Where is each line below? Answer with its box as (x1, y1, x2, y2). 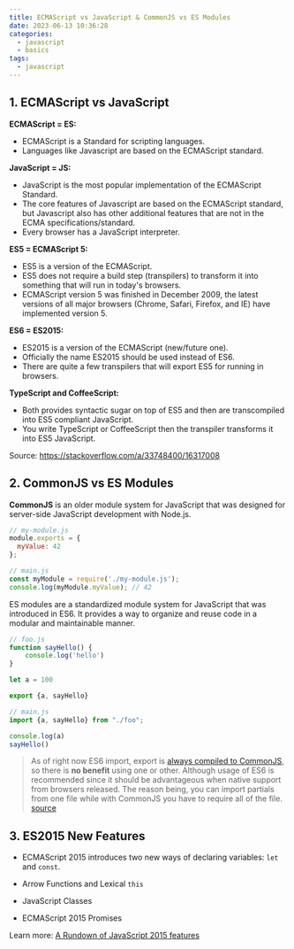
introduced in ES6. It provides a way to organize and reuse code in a (9, 608, 258, 619)
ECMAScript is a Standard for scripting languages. (21, 135, 206, 146)
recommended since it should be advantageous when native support (30, 775, 282, 785)
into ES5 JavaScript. (21, 433, 96, 444)
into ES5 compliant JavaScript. (21, 413, 134, 425)
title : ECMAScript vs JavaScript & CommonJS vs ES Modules (9, 12, 231, 22)
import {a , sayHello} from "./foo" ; (9, 715, 144, 724)
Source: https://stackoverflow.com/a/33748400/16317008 (9, 450, 221, 460)
